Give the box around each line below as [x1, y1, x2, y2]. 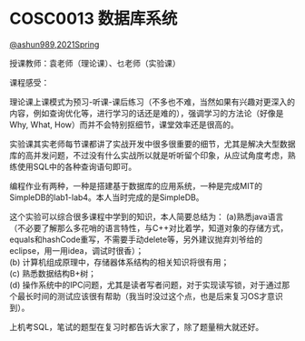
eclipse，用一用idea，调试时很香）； [9, 245, 144, 256]
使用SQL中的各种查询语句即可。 [16, 161, 137, 172]
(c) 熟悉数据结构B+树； [9, 267, 97, 278]
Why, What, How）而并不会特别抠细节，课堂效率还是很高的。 [9, 119, 239, 130]
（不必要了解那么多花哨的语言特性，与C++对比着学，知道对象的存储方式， [9, 222, 289, 233]
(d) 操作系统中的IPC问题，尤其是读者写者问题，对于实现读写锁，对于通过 [9, 279, 282, 290]
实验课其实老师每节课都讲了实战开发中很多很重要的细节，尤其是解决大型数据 [9, 138, 296, 149]
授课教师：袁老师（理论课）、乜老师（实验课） [9, 57, 181, 68]
